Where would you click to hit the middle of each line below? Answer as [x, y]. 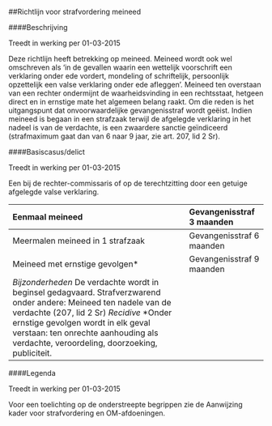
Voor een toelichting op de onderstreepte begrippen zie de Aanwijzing [125, 405]
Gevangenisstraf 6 [224, 236]
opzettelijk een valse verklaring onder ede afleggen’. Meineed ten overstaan [135, 85]
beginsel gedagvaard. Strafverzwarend [87, 292]
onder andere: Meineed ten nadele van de [92, 302]
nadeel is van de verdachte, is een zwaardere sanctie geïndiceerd [118, 128]
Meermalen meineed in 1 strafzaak [79, 241]
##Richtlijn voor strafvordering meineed [75, 12]
